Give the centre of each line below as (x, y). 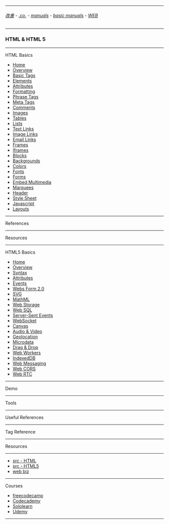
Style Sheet (24, 198)
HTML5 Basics (20, 252)
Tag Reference (20, 432)
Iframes (20, 150)
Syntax (20, 272)
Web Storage (26, 304)
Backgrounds (26, 161)
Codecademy (26, 501)
